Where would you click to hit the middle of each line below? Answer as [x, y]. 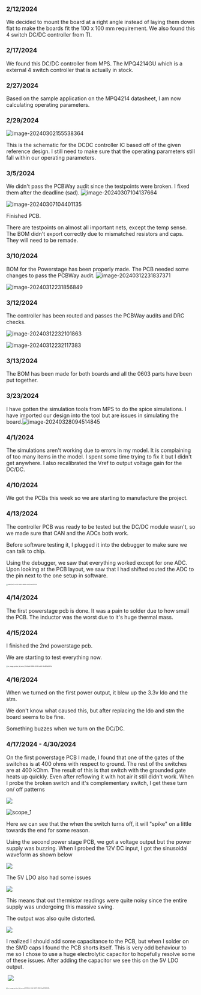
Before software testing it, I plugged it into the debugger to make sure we [97, 544]
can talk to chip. [26, 551]
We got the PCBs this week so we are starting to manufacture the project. [97, 498]
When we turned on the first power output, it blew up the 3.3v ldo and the [97, 693]
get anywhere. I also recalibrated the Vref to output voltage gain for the [94, 463]
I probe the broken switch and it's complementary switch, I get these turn [97, 783]
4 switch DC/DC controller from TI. [49, 35]
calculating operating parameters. [48, 104]
